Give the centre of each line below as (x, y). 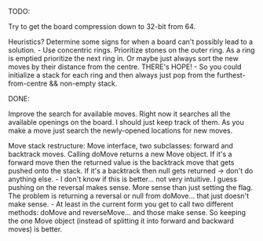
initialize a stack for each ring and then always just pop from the (112, 75)
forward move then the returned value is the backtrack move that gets (121, 162)
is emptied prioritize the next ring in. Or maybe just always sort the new (124, 58)
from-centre (28, 83)
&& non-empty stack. (83, 83)
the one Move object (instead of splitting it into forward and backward (121, 221)
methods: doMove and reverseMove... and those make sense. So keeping (127, 212)
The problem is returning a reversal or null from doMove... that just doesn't (129, 196)
